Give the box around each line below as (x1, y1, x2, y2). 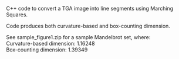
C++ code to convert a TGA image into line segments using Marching (6, 5, 174, 12)
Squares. (6, 11, 28, 18)
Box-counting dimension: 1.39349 (6, 46, 88, 53)
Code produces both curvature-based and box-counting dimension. (6, 23, 170, 29)
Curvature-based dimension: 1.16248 (6, 40, 95, 47)
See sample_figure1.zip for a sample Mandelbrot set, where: (6, 34, 151, 40)
